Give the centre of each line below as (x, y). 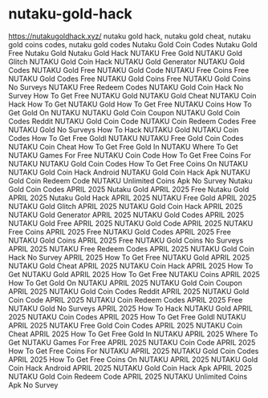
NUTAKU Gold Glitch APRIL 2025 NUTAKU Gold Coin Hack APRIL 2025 (126, 206)
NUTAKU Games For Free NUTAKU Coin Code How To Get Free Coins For (130, 155)
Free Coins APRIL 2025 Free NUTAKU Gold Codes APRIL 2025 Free (120, 231)
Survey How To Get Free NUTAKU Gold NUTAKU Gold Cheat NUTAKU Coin (132, 95)
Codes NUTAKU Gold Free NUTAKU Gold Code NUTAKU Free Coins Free (129, 70)
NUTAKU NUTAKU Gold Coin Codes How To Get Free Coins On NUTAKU (128, 163)
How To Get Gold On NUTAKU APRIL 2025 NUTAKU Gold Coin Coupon (125, 283)
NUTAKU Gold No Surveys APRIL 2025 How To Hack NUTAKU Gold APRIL (131, 308)
